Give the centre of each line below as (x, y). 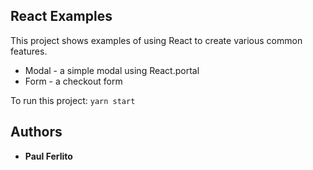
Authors (36, 132)
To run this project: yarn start (73, 100)
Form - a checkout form (73, 81)
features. (29, 51)
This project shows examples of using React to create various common (156, 40)
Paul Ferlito (48, 156)
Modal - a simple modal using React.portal (112, 70)
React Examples (61, 16)
